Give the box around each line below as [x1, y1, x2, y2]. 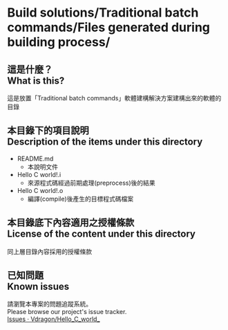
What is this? [7, 75, 65, 86]
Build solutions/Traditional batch [7, 5, 199, 21]
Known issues [7, 281, 70, 293]
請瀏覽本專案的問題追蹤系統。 [7, 300, 92, 309]
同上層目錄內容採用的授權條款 [7, 247, 92, 255]
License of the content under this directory [7, 228, 196, 240]
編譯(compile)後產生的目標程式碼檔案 [27, 194, 133, 203]
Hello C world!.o [17, 186, 64, 194]
